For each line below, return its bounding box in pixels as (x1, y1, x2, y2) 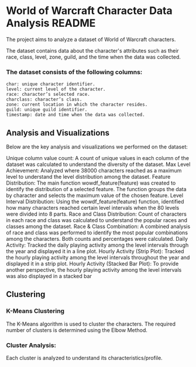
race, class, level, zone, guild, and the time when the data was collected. (6, 53, 181, 60)
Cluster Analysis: (6, 341, 57, 349)
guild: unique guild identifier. (6, 107, 88, 113)
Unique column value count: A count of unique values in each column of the (6, 155, 189, 162)
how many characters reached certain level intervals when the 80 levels (6, 205, 180, 212)
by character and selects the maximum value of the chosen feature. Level (6, 192, 183, 199)
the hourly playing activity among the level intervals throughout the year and (6, 254, 190, 261)
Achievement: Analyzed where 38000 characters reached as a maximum (6, 167, 182, 174)
